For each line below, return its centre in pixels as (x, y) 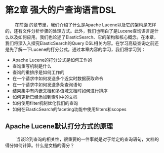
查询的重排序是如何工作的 (38, 72)
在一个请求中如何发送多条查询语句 (47, 84)
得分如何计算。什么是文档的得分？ (40, 145)
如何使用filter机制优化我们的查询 (45, 103)
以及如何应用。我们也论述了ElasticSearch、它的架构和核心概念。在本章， (84, 37)
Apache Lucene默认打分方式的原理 (59, 126)
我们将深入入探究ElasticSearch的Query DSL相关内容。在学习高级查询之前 (80, 43)
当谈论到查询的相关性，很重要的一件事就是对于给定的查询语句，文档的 (87, 139)
